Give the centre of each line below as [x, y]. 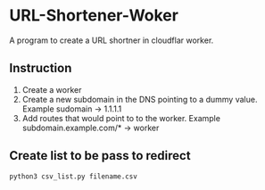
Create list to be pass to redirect [100, 156]
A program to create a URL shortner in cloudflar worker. [112, 40]
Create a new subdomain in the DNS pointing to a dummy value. [140, 99]
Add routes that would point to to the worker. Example [121, 118]
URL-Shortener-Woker [94, 16]
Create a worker [52, 89]
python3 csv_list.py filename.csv [74, 176]
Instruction [41, 68]
